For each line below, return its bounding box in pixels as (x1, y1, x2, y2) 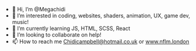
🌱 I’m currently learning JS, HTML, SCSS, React (11, 25, 131, 32)
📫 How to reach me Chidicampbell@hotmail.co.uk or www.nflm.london (11, 38, 189, 45)
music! (11, 19, 29, 25)
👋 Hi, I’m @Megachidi (11, 6, 66, 13)
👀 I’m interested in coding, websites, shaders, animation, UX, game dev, (11, 12, 191, 19)
